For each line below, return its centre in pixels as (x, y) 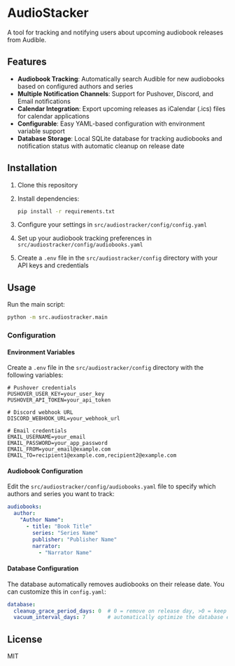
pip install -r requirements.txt (66, 211)
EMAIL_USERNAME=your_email (47, 437)
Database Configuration (43, 568)
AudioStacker (48, 13)
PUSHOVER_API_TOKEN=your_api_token (59, 400)
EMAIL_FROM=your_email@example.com (59, 449)
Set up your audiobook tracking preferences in (85, 238)
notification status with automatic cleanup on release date (101, 146)
